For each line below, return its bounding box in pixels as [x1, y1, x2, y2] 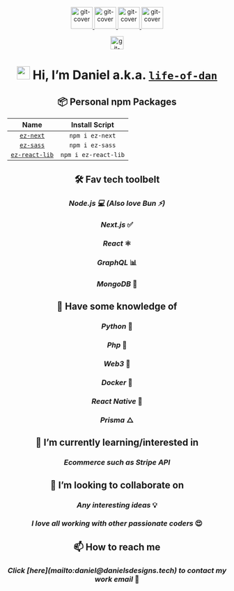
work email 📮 [94, 574, 140, 584]
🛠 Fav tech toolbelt [74, 174, 160, 186]
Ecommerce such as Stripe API [63, 458, 171, 467]
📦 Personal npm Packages [57, 96, 177, 107]
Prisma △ [100, 415, 134, 425]
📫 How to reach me [73, 541, 161, 553]
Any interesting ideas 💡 [76, 500, 158, 509]
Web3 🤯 [103, 359, 131, 369]
